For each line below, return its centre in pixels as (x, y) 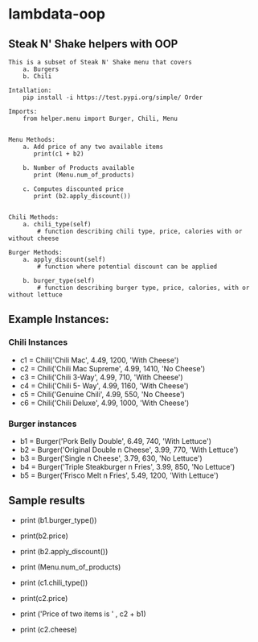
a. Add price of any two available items (93, 147)
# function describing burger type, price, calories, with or (143, 288)
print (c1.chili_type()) (54, 582)
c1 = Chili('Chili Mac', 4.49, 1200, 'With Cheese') (99, 360)
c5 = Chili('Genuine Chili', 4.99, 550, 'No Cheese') (102, 394)
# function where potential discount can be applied (127, 267)
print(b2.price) (44, 536)
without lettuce (35, 295)
